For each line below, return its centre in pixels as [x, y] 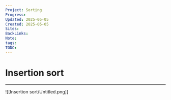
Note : [11, 39]
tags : [11, 43]
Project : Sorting [24, 10]
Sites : [12, 29]
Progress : [16, 15]
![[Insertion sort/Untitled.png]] [37, 91]
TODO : [11, 48]
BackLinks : [17, 34]
